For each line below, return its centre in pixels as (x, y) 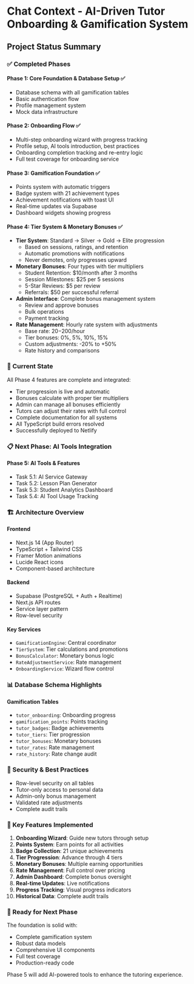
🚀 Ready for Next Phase (42, 912)
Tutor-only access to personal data (59, 789)
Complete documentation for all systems (66, 417)
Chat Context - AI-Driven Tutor (86, 11)
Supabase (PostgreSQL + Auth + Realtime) (69, 596)
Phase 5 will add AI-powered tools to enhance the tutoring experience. (95, 975)
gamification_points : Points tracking (62, 722)
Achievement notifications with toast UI (65, 200)
